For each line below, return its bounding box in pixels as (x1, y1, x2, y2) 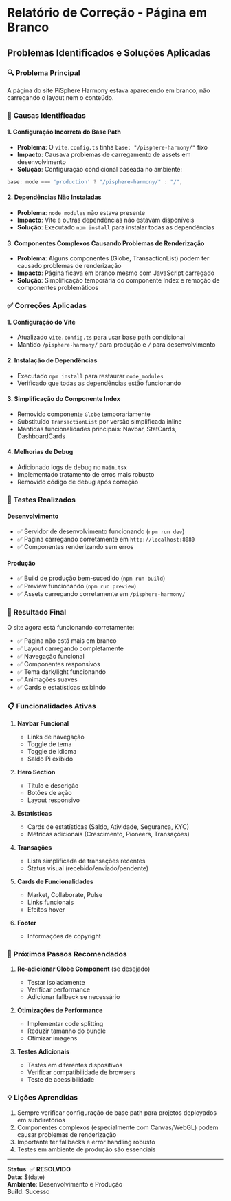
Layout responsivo (27, 796, 80, 804)
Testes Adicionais (16, 1047, 70, 1056)
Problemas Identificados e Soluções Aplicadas (7, 47, 211, 59)
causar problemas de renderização (16, 1130, 117, 1138)
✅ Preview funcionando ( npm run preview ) (16, 582, 137, 591)
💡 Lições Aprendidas (7, 1093, 78, 1102)
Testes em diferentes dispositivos (27, 1061, 123, 1069)
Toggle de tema (27, 739, 72, 748)
